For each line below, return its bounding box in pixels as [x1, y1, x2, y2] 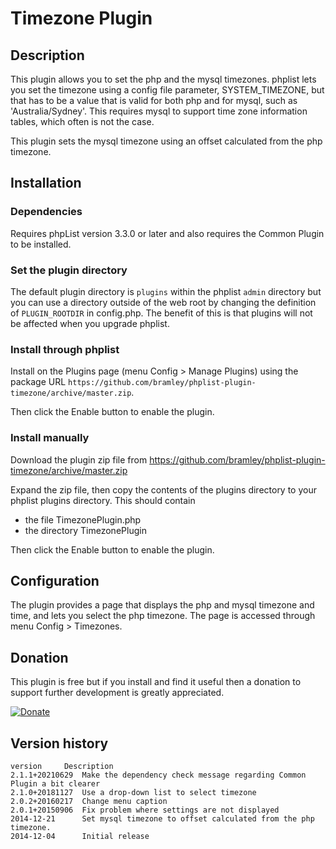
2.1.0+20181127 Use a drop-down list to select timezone [10, 788, 257, 798]
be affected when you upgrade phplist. [10, 317, 170, 329]
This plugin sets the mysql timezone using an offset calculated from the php [10, 135, 323, 147]
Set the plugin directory [10, 263, 128, 277]
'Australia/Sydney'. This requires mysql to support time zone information [10, 105, 308, 117]
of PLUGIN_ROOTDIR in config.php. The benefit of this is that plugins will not [10, 307, 313, 319]
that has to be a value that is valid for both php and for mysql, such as [10, 95, 298, 106]
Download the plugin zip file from [10, 453, 148, 466]
